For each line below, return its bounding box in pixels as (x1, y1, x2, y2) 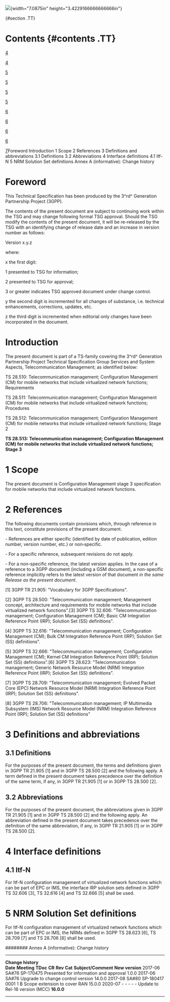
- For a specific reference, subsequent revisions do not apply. (5, 551, 134, 557)
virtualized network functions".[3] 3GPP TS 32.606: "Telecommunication (5, 607, 157, 613)
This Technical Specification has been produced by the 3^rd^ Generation (5, 193, 157, 199)
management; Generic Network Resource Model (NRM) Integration (5, 664, 145, 671)
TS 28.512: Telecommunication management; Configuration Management (5, 415, 158, 421)
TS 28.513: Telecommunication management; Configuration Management (5, 435, 164, 441)
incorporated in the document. (5, 319, 69, 325)
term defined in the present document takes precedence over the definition (5, 773, 162, 779)
